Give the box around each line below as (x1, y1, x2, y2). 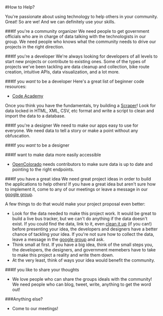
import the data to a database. (5, 113, 66, 119)
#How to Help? (5, 4, 35, 10)
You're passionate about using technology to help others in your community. (5, 14, 158, 19)
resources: (5, 84, 27, 90)
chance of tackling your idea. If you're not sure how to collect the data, (12, 231, 155, 237)
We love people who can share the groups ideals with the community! (12, 276, 152, 282)
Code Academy (12, 93, 44, 99)
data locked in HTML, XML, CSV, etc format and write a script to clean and (5, 108, 154, 113)
